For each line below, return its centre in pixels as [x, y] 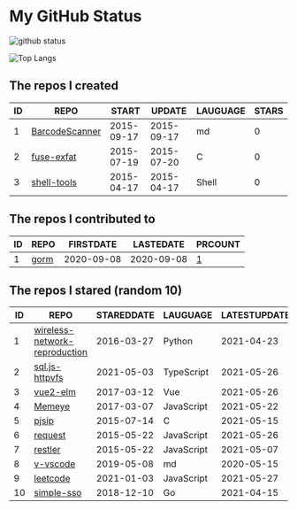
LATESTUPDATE [255, 315]
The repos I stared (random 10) [96, 290]
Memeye [52, 406]
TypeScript [186, 372]
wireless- [54, 330]
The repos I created [64, 86]
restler [47, 450]
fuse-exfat [54, 157]
